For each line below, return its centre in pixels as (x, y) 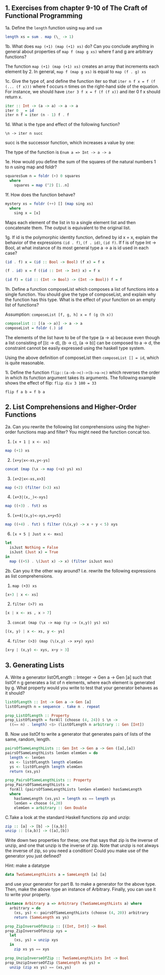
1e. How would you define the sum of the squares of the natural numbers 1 (81, 162)
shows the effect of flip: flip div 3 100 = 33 (51, 383)
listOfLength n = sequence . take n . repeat (52, 706)
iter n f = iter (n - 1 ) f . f (37, 115)
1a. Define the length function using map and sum (54, 28)
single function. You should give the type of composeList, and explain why (81, 294)
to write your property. (28, 895)
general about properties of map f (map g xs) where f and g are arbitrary (79, 51)
